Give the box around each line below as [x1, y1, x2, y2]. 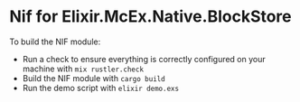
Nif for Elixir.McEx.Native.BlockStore [9, 6, 292, 27]
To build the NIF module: [9, 36, 101, 47]
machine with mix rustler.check [22, 63, 145, 74]
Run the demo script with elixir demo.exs [22, 82, 179, 93]
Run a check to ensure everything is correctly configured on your [22, 53, 267, 64]
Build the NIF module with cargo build [22, 72, 165, 83]
